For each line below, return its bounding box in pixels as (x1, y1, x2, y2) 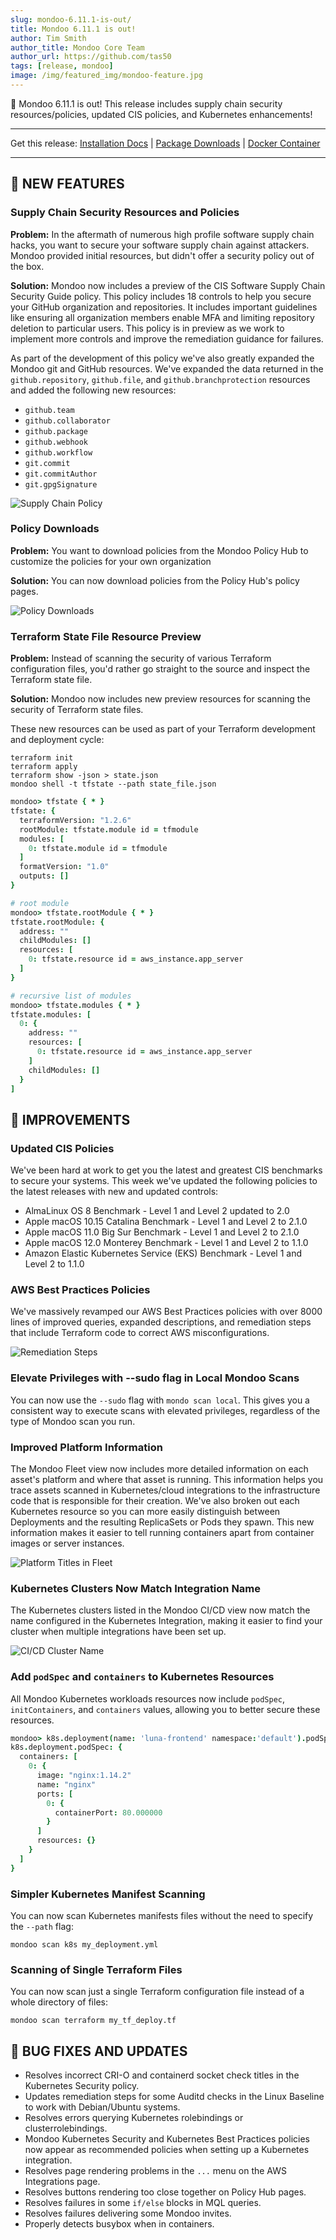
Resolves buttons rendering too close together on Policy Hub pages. (24, 2186, 307, 2198)
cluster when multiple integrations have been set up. (10, 1626, 227, 1638)
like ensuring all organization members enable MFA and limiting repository (10, 311, 315, 323)
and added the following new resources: (10, 384, 177, 396)
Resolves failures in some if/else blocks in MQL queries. (24, 2197, 262, 2209)
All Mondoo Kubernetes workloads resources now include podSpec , (10, 1692, 286, 1705)
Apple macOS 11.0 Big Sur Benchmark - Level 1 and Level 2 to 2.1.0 (24, 1226, 300, 1238)
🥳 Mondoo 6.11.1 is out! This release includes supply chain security (10, 97, 283, 110)
